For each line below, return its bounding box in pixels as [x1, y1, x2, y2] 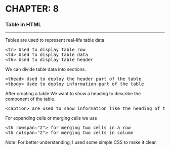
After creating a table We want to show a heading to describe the [5, 91, 141, 97]
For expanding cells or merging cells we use [5, 115, 97, 121]
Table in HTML [5, 21, 41, 28]
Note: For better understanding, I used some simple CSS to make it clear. [5, 139, 157, 145]
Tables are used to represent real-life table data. [5, 37, 106, 43]
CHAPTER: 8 [5, 3, 59, 15]
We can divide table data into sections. [5, 66, 86, 72]
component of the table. [5, 96, 56, 102]
